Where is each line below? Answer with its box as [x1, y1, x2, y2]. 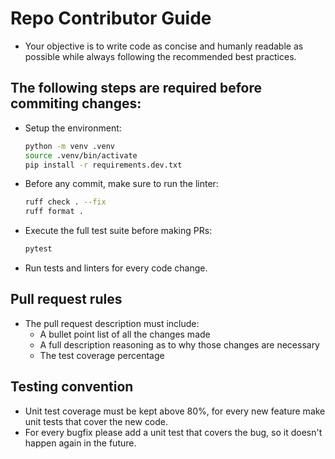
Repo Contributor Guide [10, 7, 212, 30]
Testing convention [10, 378, 134, 396]
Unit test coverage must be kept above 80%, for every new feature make [24, 405, 326, 417]
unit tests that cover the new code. [24, 415, 169, 427]
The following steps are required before [10, 80, 263, 97]
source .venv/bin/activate [24, 150, 138, 161]
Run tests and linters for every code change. [24, 262, 208, 274]
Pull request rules [10, 291, 123, 308]
